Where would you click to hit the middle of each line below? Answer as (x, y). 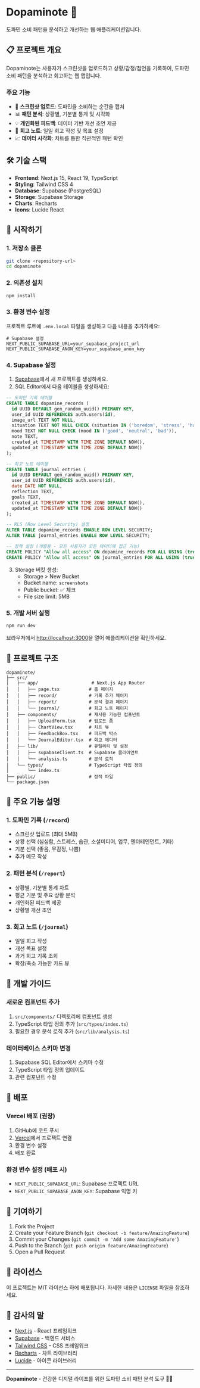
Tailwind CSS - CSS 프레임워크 (52, 1346)
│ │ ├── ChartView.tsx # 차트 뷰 (58, 727)
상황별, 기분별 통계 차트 (42, 888)
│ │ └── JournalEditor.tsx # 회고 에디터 (62, 740)
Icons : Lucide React (39, 209)
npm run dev (21, 625)
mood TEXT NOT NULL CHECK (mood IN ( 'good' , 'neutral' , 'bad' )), (94, 431)
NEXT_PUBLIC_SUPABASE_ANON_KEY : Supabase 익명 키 (76, 1191)
